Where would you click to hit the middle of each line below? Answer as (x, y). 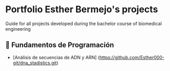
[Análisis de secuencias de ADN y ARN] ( (56, 57)
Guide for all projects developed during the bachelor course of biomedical (83, 23)
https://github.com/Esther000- (132, 57)
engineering (18, 29)
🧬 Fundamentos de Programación (60, 45)
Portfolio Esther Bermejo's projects (82, 9)
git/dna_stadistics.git (35, 63)
